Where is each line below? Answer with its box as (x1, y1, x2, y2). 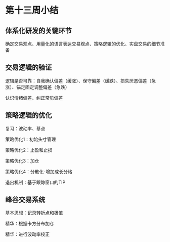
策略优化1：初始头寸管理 (5, 136, 56, 142)
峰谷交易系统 (5, 195, 46, 204)
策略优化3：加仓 (5, 157, 39, 164)
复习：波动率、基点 (5, 125, 46, 132)
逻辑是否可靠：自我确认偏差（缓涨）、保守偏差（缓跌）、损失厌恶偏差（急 (5, 77, 156, 84)
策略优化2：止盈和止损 (5, 147, 53, 153)
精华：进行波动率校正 (5, 231, 50, 237)
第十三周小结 (5, 5, 59, 16)
